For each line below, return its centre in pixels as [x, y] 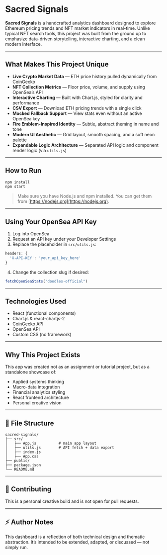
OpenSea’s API [28, 92]
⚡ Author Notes [29, 522]
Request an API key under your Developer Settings [64, 239]
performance [26, 102]
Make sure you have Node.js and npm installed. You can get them [84, 196]
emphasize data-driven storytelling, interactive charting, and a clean [75, 39]
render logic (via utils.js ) [40, 150]
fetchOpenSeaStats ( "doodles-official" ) [46, 281]
